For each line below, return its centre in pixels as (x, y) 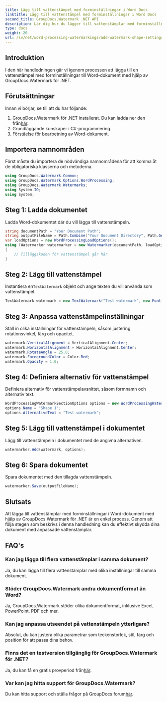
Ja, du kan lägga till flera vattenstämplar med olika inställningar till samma (81, 570)
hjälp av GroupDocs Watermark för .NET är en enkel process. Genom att (79, 519)
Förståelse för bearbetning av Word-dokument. (61, 134)
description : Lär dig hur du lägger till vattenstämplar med (70, 24)
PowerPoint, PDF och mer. (32, 611)
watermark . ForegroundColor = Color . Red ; (48, 357)
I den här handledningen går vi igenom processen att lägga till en (72, 70)
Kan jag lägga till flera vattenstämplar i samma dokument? (77, 559)
